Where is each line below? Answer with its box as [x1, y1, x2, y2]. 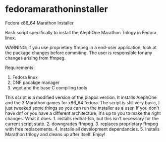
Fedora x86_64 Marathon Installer [5, 20, 74, 26]
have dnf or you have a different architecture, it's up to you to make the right [5, 110, 161, 116]
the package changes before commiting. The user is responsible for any [5, 50, 153, 56]
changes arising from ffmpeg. [5, 55, 66, 61]
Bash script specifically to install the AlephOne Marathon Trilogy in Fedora [5, 29, 157, 35]
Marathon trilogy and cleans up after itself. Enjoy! [5, 131, 106, 137]
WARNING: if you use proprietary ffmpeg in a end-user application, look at [5, 44, 157, 50]
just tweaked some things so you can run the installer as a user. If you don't [5, 105, 160, 111]
